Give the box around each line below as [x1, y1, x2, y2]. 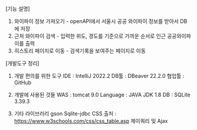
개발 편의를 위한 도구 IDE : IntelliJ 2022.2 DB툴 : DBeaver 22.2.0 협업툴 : [14, 73, 185, 79]
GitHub [14, 79, 32, 86]
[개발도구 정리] [5, 60, 40, 67]
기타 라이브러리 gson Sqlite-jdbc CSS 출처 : [14, 110, 117, 117]
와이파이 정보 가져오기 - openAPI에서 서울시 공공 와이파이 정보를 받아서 [14, 18, 179, 25]
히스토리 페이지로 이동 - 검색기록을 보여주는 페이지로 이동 [14, 47, 146, 54]
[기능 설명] [5, 5, 30, 12]
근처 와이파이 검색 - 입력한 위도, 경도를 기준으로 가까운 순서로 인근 [14, 32, 166, 40]
